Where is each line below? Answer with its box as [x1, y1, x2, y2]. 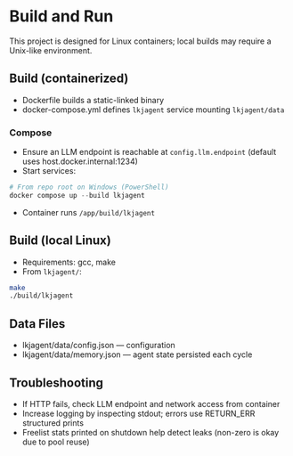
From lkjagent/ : [21, 265, 82, 277]
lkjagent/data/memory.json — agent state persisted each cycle [21, 349, 253, 360]
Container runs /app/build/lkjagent [21, 207, 156, 217]
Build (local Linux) [9, 233, 111, 248]
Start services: [21, 166, 77, 176]
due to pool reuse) [21, 436, 91, 447]
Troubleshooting [9, 375, 104, 390]
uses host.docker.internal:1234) [21, 156, 138, 167]
